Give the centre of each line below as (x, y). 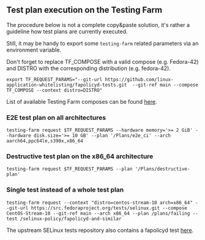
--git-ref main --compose (166, 85)
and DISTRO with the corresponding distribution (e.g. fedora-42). (89, 68)
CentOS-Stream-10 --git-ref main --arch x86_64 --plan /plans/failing (98, 213)
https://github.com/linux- (139, 79)
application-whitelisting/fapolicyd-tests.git (67, 85)
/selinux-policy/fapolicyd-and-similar (71, 219)
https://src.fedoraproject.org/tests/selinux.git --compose (109, 208)
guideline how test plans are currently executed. (67, 31)
